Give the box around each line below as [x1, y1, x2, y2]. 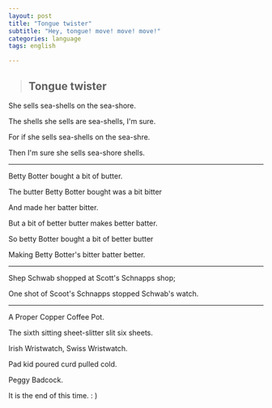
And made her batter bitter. [8, 202, 99, 212]
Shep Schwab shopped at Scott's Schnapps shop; [8, 273, 176, 282]
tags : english [8, 42, 57, 50]
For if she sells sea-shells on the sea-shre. [8, 131, 151, 142]
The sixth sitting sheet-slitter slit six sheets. [8, 328, 154, 337]
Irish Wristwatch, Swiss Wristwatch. [8, 343, 128, 353]
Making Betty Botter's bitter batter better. [8, 249, 146, 260]
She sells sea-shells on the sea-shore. [8, 101, 136, 110]
